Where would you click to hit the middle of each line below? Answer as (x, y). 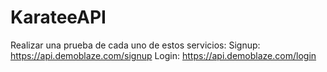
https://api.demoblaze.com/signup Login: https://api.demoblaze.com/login (163, 55)
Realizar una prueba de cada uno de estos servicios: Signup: (135, 45)
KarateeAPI (58, 17)
